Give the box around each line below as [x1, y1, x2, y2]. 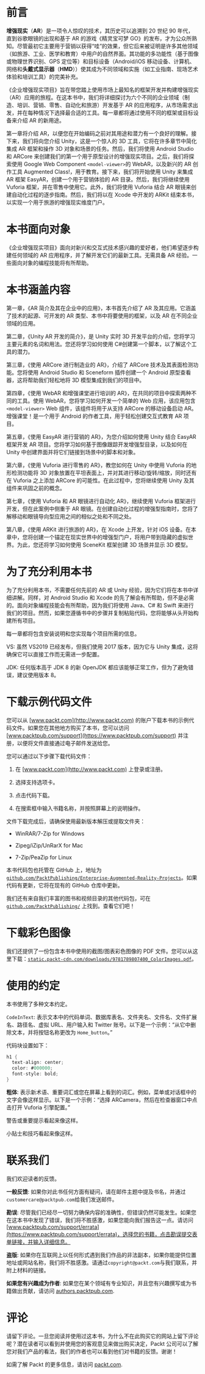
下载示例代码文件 [6, 695, 93, 708]
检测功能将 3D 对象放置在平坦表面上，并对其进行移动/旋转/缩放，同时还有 [11, 469, 197, 476]
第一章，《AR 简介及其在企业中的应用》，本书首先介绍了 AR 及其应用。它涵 [6, 304, 191, 311]
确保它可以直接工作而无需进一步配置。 [6, 650, 103, 658]
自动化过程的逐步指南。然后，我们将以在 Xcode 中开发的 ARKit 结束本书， [11, 191, 198, 198]
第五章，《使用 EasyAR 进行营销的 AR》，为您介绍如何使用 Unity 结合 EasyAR [6, 433, 196, 440]
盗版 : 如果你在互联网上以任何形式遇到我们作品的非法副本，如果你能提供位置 [6, 1251, 196, 1258]
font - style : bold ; [12, 1071, 59, 1077]
